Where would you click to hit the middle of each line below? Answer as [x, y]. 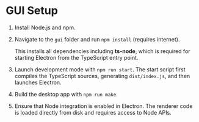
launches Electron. [38, 82]
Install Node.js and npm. [45, 27]
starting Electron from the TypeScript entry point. [76, 57]
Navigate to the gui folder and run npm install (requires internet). [97, 39]
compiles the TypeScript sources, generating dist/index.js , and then [102, 76]
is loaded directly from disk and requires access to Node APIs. [93, 112]
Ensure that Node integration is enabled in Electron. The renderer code [103, 106]
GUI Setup [32, 11]
